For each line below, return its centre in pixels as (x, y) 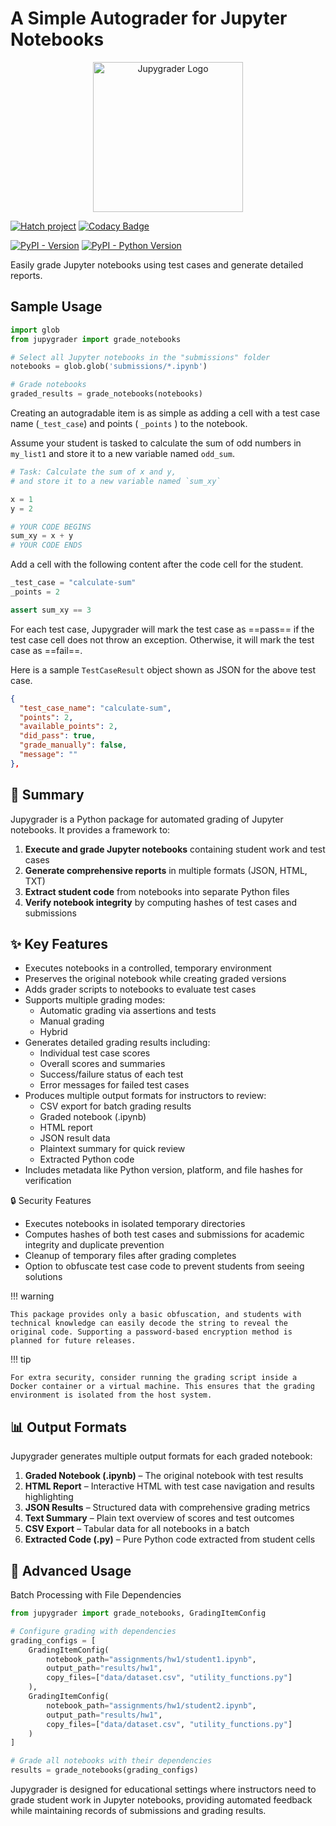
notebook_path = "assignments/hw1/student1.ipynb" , (151, 1659)
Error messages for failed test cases (114, 1085)
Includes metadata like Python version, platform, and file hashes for (163, 1170)
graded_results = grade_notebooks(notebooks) (106, 394)
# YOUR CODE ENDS (46, 545)
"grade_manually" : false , (73, 745)
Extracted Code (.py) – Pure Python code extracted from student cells (170, 1539)
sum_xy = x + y (42, 536)
